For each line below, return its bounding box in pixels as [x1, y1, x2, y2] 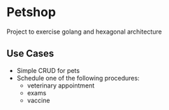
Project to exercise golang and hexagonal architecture [6, 27, 162, 36]
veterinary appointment [27, 81, 95, 90]
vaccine [27, 96, 50, 104]
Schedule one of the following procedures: [16, 74, 140, 82]
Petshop [6, 4, 57, 20]
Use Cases [6, 48, 54, 60]
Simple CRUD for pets [16, 66, 80, 74]
